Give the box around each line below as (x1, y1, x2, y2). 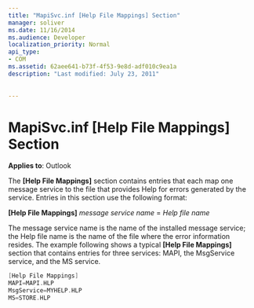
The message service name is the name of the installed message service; (8, 223, 246, 233)
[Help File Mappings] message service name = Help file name (8, 208, 210, 218)
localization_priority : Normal (8, 41, 111, 49)
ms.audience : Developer (8, 33, 86, 42)
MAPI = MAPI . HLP (8, 280, 55, 288)
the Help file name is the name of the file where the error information (8, 232, 230, 241)
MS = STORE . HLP (8, 294, 51, 302)
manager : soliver (8, 19, 65, 27)
